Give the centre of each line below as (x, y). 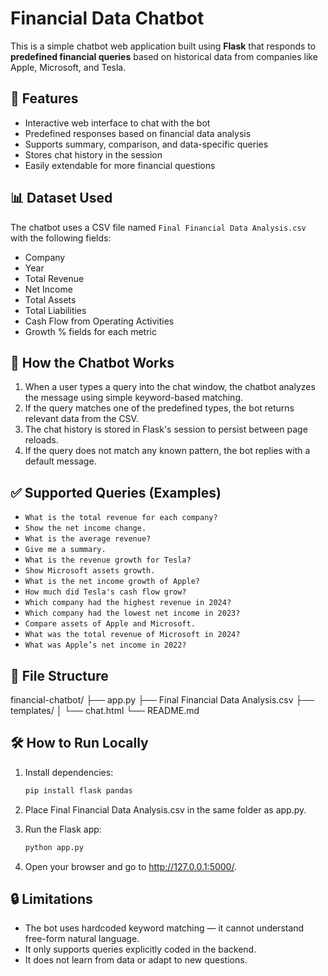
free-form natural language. (82, 939)
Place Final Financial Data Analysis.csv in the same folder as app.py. (165, 809)
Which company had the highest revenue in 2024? (128, 603)
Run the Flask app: (63, 829)
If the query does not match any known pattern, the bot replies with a (167, 451)
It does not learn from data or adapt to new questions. (136, 960)
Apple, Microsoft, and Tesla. (68, 67)
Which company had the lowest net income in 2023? (132, 613)
